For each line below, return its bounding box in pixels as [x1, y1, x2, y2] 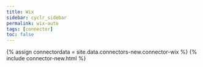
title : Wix [6, 9, 34, 15]
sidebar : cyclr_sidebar [6, 15, 67, 21]
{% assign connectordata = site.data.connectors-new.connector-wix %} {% [6, 48, 197, 55]
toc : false [6, 32, 34, 38]
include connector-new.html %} [6, 55, 86, 62]
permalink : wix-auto [6, 20, 59, 26]
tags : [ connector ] [6, 26, 53, 32]
